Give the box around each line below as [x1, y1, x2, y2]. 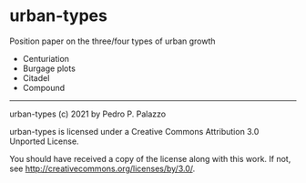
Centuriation [22, 53, 70, 64]
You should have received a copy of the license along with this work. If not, [9, 153, 291, 164]
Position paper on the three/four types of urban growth [9, 36, 216, 46]
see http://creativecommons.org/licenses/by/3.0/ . [9, 163, 196, 174]
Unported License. [9, 136, 79, 147]
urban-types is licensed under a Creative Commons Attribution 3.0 [9, 126, 260, 137]
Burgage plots [22, 63, 76, 74]
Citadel [22, 72, 50, 83]
